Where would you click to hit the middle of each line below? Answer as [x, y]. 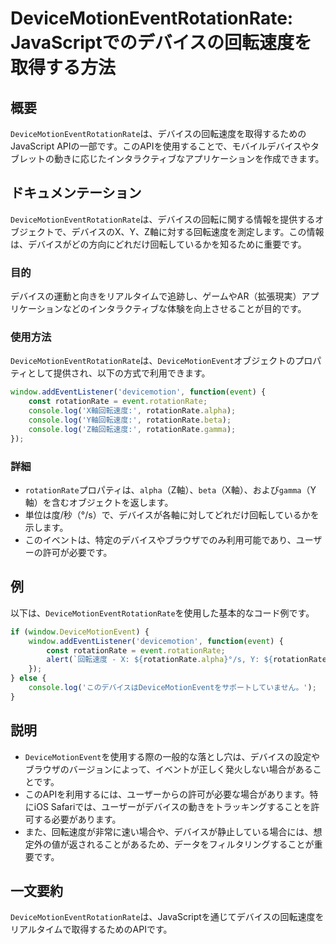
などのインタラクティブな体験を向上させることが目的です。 [184, 309]
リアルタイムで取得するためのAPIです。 [91, 929]
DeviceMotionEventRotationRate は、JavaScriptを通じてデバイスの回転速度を [167, 917]
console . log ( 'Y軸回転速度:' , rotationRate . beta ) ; [130, 420]
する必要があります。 [77, 819]
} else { [28, 678]
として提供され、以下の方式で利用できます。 [119, 373]
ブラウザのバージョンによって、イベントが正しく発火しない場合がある [168, 769]
